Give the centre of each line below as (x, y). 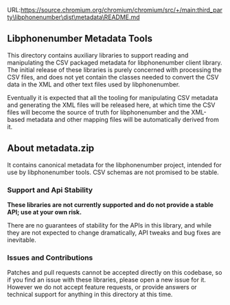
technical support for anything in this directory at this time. (90, 295)
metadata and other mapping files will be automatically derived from (123, 119)
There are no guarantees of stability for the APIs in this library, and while (109, 225)
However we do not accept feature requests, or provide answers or (102, 287)
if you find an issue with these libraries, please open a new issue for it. (106, 280)
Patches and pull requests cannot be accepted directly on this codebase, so (115, 273)
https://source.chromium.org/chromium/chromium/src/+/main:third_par (122, 10)
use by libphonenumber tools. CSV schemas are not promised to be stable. (113, 172)
